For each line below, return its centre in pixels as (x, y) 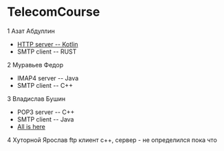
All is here (31, 126)
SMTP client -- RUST (47, 51)
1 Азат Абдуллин (31, 31)
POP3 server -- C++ (46, 112)
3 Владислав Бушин (36, 98)
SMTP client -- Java (45, 119)
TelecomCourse (54, 12)
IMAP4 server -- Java (48, 78)
